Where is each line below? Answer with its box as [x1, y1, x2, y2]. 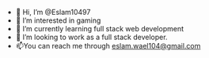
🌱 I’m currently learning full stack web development [15, 24, 184, 33]
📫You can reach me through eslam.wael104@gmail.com [15, 42, 201, 50]
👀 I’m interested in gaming [15, 16, 101, 25]
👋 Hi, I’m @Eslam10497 [15, 8, 91, 16]
